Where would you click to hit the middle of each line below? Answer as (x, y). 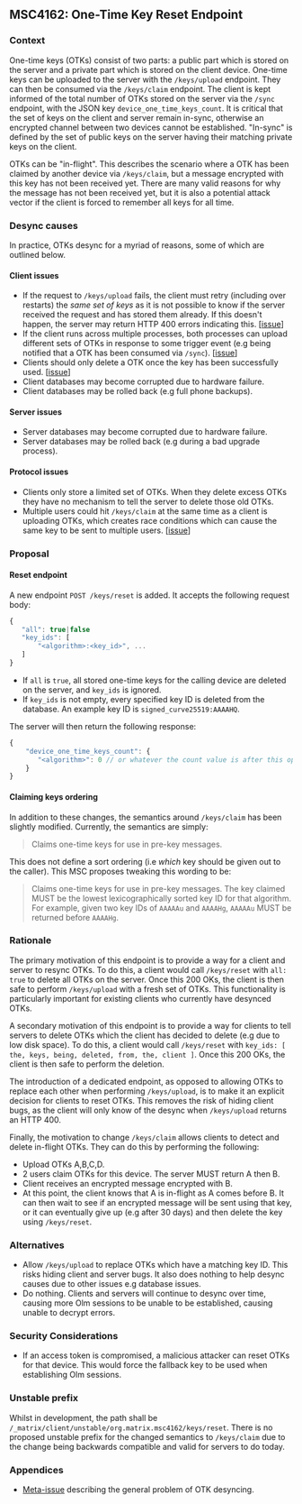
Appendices (37, 1470)
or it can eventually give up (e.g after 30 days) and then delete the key (152, 1212)
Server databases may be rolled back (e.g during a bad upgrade (141, 442)
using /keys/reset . (57, 1222)
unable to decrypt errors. (69, 1313)
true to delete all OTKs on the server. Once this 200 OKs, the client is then (147, 979)
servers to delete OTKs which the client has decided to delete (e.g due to (145, 1035)
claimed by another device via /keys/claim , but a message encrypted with (147, 173)
